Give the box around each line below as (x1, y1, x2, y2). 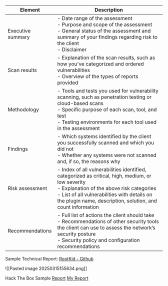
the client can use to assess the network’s (57, 224, 156, 231)
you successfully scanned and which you (57, 139, 154, 146)
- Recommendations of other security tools (57, 218, 159, 224)
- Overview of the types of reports (57, 73, 138, 79)
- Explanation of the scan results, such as (57, 54, 155, 61)
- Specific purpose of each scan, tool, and (57, 106, 157, 113)
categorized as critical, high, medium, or (57, 172, 151, 179)
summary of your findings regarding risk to (57, 33, 157, 40)
